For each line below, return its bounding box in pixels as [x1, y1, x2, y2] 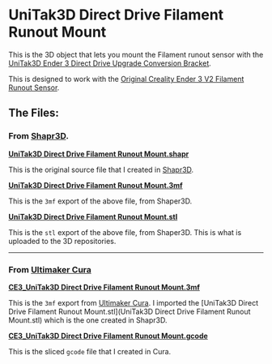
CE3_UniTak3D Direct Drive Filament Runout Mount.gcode [8, 331, 208, 340]
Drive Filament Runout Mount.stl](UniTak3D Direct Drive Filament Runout [8, 306, 251, 316]
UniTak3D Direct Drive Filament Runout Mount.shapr [8, 148, 189, 159]
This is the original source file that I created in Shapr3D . [8, 165, 194, 174]
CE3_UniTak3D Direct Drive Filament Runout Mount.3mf [8, 282, 201, 292]
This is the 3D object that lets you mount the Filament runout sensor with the [8, 49, 264, 59]
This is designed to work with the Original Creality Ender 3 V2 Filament [8, 74, 244, 84]
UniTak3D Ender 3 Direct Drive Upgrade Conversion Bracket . [8, 58, 212, 68]
